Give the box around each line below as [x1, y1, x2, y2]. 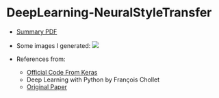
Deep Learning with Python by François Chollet [26, 75, 160, 84]
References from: [16, 55, 66, 63]
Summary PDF [16, 27, 57, 36]
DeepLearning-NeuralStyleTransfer [6, 5, 212, 21]
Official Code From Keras [26, 68, 98, 76]
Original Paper [26, 82, 68, 90]
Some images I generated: [16, 41, 91, 49]
